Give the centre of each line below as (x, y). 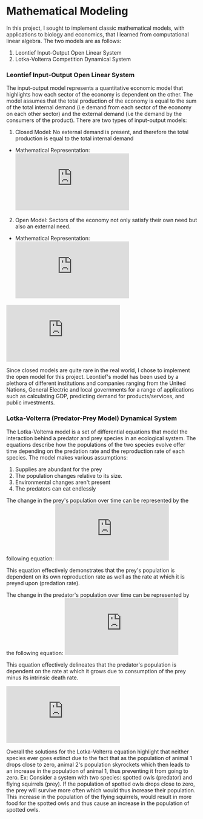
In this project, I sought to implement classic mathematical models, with (95, 28)
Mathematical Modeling (67, 11)
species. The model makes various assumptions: (67, 457)
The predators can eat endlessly (55, 488)
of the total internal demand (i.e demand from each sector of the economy (99, 107)
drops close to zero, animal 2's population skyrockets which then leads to (98, 764)
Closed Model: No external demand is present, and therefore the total (102, 132)
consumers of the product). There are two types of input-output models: (97, 120)
